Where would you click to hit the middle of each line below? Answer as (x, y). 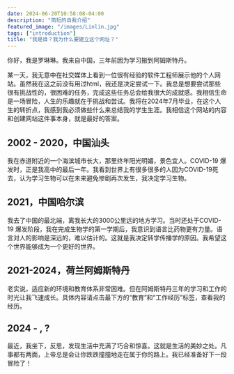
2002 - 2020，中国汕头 (58, 142)
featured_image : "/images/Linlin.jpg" (63, 26)
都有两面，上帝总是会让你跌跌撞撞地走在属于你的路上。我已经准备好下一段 (120, 354)
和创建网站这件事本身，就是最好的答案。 (65, 118)
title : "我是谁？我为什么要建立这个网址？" (63, 40)
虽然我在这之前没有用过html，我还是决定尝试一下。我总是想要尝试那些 (120, 84)
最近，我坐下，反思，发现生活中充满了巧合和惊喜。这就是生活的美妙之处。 (114, 346)
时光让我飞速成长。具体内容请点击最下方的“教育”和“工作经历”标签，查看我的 (116, 297)
